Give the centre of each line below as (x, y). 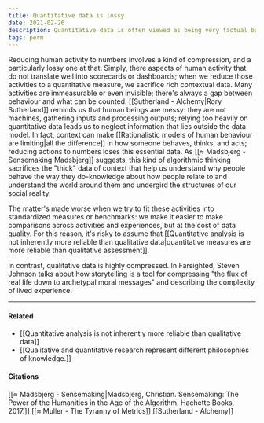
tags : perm (26, 37)
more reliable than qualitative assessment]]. (79, 250)
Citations (24, 377)
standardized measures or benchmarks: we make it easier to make (116, 217)
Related (21, 316)
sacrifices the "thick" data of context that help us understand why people (127, 168)
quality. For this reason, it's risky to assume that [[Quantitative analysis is (126, 234)
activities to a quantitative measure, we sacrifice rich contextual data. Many (130, 85)
